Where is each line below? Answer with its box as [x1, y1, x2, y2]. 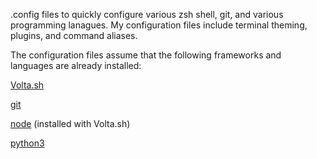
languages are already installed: [10, 60, 142, 71]
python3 [10, 137, 45, 149]
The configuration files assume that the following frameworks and [10, 49, 282, 61]
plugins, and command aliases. [10, 30, 138, 41]
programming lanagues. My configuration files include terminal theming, [10, 19, 308, 31]
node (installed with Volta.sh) [10, 118, 131, 129]
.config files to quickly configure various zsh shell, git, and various [10, 9, 284, 20]
